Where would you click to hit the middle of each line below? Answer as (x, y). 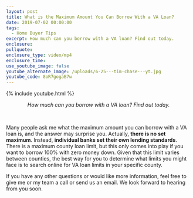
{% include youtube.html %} (40, 94)
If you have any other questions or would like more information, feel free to (96, 176)
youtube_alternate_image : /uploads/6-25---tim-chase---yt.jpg (84, 71)
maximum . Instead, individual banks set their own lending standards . (92, 140)
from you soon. (24, 189)
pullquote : (19, 50)
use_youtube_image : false (38, 66)
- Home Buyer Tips (34, 33)
